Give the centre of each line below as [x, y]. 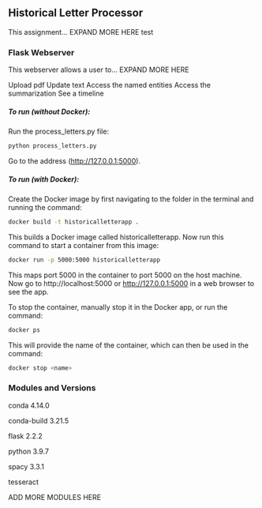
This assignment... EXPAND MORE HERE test [81, 32]
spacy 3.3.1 [26, 466]
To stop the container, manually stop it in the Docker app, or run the [118, 307]
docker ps [24, 330]
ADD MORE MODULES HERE [54, 497]
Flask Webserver [41, 52]
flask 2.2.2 [26, 436]
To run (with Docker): [44, 179]
